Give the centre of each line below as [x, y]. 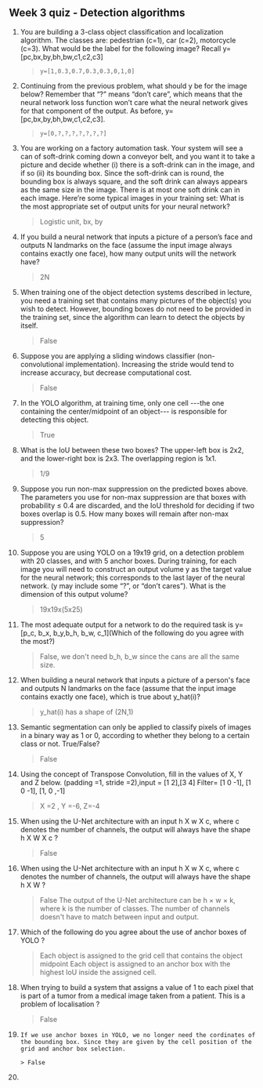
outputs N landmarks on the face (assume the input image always [126, 245]
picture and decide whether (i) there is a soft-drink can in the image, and [137, 165]
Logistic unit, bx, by [71, 221]
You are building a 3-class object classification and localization [122, 31]
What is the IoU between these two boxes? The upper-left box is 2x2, [132, 449]
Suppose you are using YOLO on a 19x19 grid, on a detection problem [132, 552]
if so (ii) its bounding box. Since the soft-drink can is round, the [122, 173]
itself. [29, 326]
